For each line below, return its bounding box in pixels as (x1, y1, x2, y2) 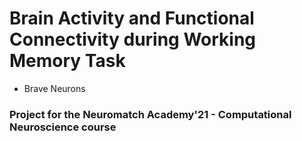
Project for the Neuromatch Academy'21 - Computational (9, 107, 292, 121)
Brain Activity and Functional (9, 7, 255, 30)
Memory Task (9, 50, 126, 72)
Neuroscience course (9, 120, 117, 134)
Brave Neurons (23, 82, 86, 94)
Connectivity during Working (9, 28, 257, 51)
